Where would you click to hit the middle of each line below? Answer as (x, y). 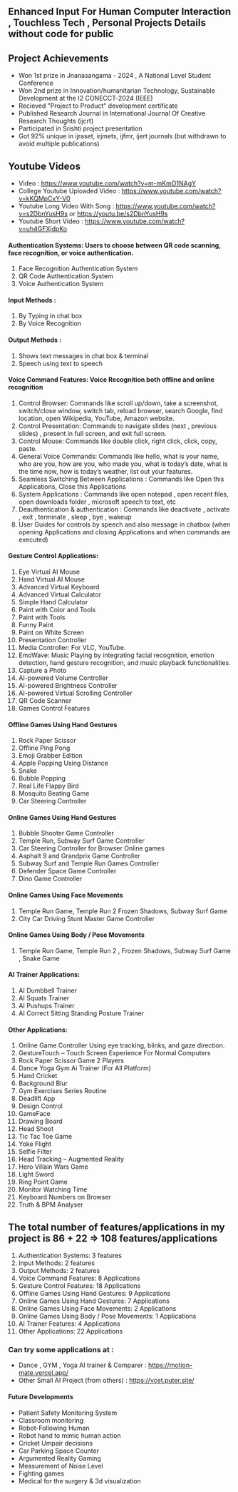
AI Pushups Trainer (46, 1006)
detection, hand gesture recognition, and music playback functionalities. (124, 663)
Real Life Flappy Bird (48, 786)
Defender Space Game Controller (67, 871)
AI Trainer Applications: (44, 975)
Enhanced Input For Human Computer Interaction (120, 12)
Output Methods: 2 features (59, 1271)
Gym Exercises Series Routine (62, 1091)
